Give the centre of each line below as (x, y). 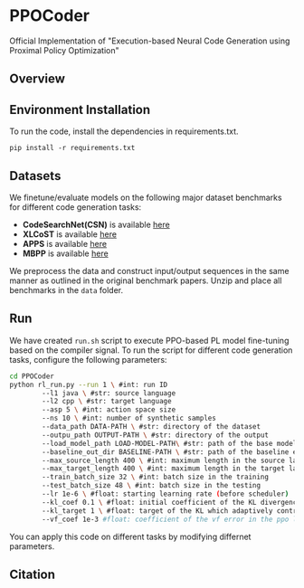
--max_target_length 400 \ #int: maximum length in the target (163, 469)
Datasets (35, 176)
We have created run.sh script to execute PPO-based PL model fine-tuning (149, 340)
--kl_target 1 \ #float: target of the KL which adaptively (157, 511)
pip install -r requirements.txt (72, 148)
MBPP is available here (65, 253)
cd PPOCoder (32, 376)
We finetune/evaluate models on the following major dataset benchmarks (146, 197)
